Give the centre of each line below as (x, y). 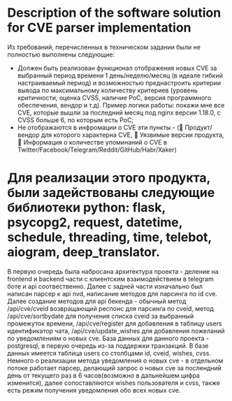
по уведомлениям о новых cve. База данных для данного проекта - (108, 338)
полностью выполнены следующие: (61, 54)
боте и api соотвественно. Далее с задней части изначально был (105, 286)
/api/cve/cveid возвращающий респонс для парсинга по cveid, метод (111, 308)
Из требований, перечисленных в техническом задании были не (104, 47)
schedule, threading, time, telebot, (109, 237)
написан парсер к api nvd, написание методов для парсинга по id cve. (113, 293)
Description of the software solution (114, 13)
